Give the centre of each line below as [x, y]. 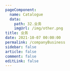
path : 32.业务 [28, 24]
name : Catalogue [26, 14]
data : [15, 19]
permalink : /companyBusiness [35, 42]
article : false [21, 51]
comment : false [21, 56]
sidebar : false [21, 47]
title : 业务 [17, 33]
